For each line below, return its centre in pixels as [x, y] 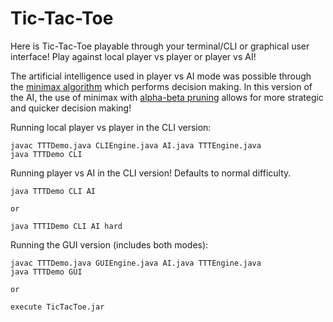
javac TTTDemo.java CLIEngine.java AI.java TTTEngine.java [136, 145]
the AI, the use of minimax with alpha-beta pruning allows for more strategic [167, 97]
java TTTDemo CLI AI [53, 191]
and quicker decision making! [71, 108]
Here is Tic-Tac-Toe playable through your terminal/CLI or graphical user [160, 46]
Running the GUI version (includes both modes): [109, 244]
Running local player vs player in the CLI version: [111, 127]
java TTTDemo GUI [46, 272]
